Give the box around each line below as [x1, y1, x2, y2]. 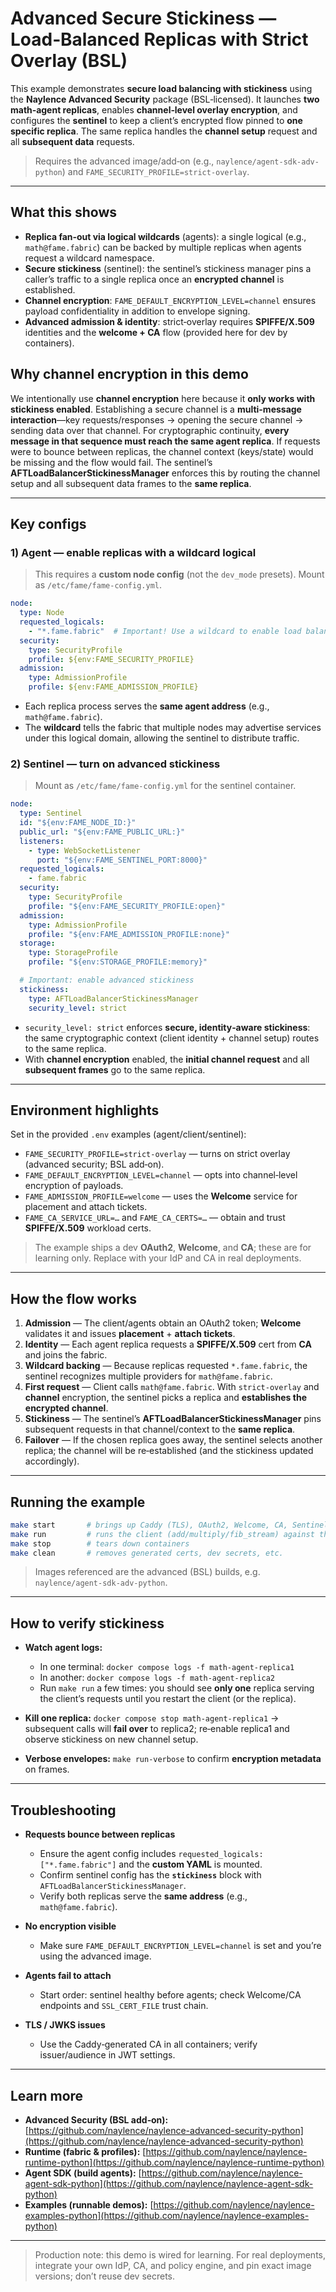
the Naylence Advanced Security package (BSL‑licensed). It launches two [10, 93, 320, 105]
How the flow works [10, 1290, 138, 1307]
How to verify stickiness [10, 1615, 165, 1632]
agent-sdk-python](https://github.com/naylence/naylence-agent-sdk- [24, 2177, 314, 2189]
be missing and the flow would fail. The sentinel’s [10, 456, 213, 468]
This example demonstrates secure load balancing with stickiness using [10, 82, 313, 94]
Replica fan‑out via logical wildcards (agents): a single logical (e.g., [24, 230, 307, 242]
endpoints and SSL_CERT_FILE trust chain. [39, 2000, 209, 2012]
